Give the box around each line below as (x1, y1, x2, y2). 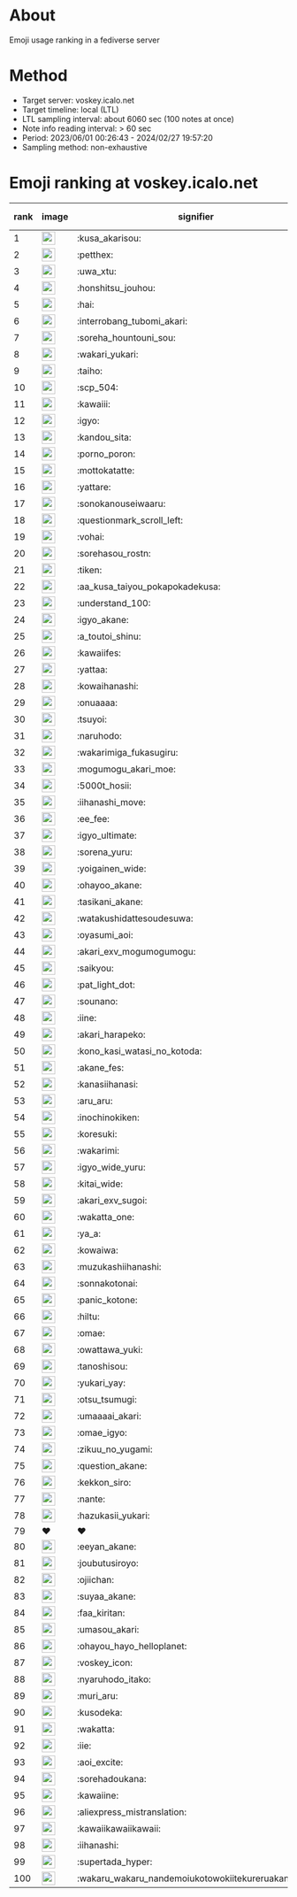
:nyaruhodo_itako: (76, 1673, 152, 1686)
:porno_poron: (76, 448, 136, 460)
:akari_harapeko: (76, 1028, 146, 1041)
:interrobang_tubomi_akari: (76, 315, 188, 327)
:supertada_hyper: (76, 1855, 153, 1868)
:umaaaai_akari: (76, 1409, 141, 1422)
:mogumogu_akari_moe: (76, 763, 177, 775)
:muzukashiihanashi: (76, 1260, 162, 1272)
